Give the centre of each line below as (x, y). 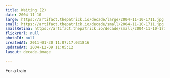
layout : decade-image (28, 52)
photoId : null (20, 38)
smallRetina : (19, 29)
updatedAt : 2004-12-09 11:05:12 (39, 47)
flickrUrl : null (22, 33)
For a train (16, 70)
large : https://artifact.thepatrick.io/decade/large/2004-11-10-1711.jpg (85, 19)
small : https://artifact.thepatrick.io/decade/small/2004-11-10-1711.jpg (85, 24)
